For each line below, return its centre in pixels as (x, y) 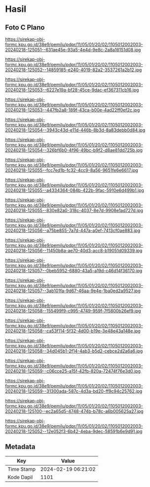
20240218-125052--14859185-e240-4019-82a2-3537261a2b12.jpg (74, 70)
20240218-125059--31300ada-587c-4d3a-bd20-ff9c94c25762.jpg (74, 391)
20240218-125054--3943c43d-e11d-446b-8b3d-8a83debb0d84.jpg (75, 130)
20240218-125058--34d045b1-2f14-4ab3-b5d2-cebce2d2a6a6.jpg (74, 351)
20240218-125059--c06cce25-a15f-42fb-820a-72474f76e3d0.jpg (73, 371)
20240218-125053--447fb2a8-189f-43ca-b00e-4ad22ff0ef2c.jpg (73, 110)
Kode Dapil (20, 477)
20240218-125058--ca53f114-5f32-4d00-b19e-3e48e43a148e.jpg (73, 331)
